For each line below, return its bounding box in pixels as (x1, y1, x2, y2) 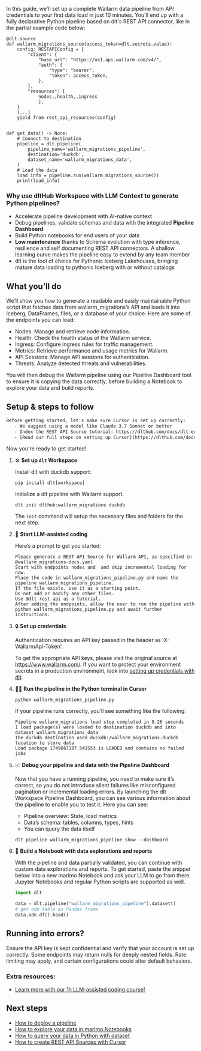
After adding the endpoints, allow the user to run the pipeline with (14, 601, 195, 607)
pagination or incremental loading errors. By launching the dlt (14, 788, 166, 795)
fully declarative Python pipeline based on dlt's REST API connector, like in (6, 18, 190, 25)
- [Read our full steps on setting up (14, 434, 111, 440)
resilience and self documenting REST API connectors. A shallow (14, 244, 175, 252)
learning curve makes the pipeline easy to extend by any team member (14, 251, 190, 258)
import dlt (14, 890, 42, 896)
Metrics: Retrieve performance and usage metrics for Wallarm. (14, 347, 169, 354)
